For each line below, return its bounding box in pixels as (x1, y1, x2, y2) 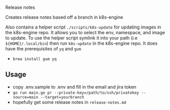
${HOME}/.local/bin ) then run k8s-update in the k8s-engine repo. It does (5, 40, 158, 46)
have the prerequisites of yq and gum (5, 46, 81, 51)
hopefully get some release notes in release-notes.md (12, 99, 126, 105)
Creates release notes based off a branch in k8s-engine (5, 14, 123, 20)
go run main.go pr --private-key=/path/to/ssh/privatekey (12, 90, 139, 95)
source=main (12, 94, 38, 100)
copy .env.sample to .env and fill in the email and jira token (12, 84, 137, 90)
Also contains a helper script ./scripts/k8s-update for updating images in (5, 24, 161, 30)
